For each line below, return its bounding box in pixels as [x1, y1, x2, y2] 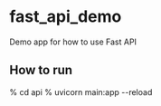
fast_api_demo [9, 6, 122, 27]
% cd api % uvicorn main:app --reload [9, 86, 153, 97]
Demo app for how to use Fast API [9, 36, 137, 47]
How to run [9, 63, 73, 78]
